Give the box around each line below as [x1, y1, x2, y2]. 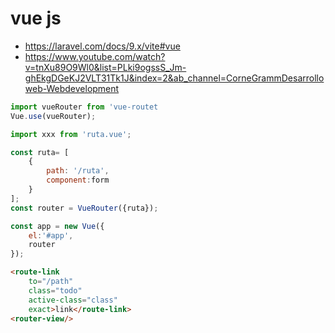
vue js [10, 7, 62, 30]
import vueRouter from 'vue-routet [10, 102, 159, 112]
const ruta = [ [10, 147, 70, 157]
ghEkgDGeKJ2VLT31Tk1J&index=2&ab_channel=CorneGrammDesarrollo [24, 72, 325, 84]
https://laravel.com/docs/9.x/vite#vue [24, 40, 181, 52]
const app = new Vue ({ [10, 221, 105, 231]
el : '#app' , [28, 230, 74, 241]
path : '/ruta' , [46, 166, 110, 176]
